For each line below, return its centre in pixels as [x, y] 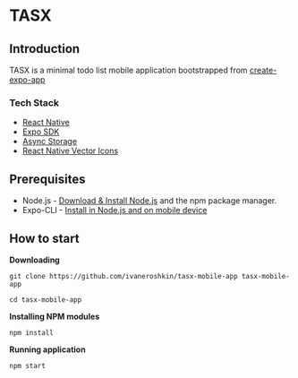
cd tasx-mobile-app [46, 300]
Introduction [45, 49]
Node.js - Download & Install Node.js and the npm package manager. [149, 201]
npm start [28, 365]
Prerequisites [47, 179]
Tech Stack [34, 102]
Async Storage [50, 142]
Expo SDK [41, 132]
